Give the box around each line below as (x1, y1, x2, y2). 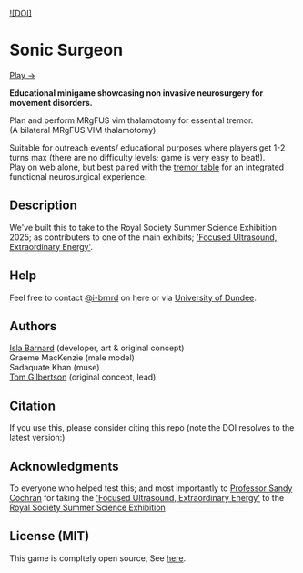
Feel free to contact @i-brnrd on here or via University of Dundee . (9, 292, 258, 303)
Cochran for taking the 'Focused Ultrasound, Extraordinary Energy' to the (9, 493, 285, 503)
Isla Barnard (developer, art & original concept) (9, 342, 185, 354)
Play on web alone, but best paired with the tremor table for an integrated (9, 161, 285, 172)
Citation (9, 398, 56, 413)
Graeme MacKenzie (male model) (9, 352, 135, 363)
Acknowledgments (9, 458, 120, 474)
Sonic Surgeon (9, 40, 124, 60)
